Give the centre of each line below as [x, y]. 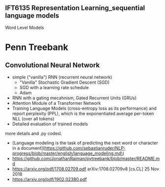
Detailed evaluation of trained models [50, 124]
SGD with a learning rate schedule [54, 87]
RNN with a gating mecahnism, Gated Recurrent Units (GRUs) [74, 98]
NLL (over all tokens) [33, 118]
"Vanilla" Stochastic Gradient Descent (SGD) [64, 82]
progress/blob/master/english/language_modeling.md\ [67, 153]
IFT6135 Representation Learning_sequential [75, 8]
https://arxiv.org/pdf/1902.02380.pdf [49, 179]
